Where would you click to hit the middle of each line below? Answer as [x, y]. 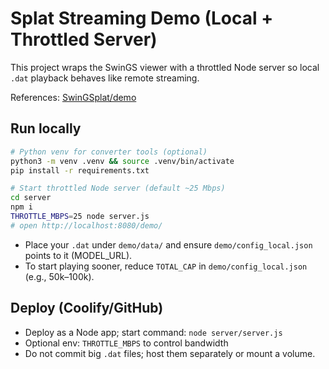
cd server [31, 198]
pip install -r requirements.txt [80, 170]
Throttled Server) [84, 39]
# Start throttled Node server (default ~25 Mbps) [118, 188]
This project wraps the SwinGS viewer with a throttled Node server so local [165, 67]
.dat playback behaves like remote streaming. [105, 78]
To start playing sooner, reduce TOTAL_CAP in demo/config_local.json [166, 266]
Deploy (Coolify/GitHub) [87, 308]
